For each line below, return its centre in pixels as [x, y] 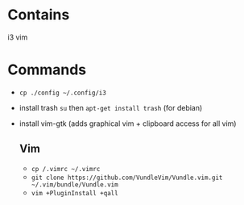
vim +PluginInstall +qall [74, 193]
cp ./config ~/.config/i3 [62, 93]
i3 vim [18, 37]
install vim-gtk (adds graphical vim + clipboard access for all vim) [128, 123]
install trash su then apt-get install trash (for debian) [111, 107]
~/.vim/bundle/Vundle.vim [74, 184]
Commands [47, 70]
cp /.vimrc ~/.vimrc [66, 169]
